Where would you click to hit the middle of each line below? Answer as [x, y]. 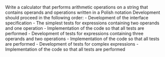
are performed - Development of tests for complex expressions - [72, 44]
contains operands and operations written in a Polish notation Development [83, 12]
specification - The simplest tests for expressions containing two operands [82, 23]
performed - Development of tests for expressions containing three [74, 33]
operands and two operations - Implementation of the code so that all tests [82, 39]
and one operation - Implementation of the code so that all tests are [75, 28]
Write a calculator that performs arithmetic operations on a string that [77, 7]
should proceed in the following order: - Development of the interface [77, 18]
